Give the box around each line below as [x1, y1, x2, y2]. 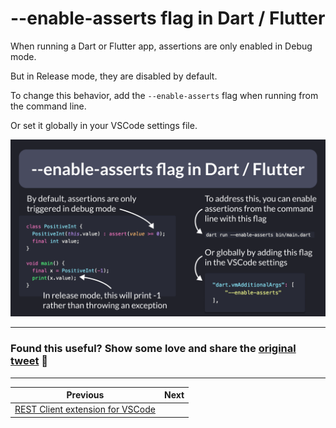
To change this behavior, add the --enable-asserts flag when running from [10, 89, 319, 101]
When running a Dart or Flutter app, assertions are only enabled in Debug [10, 40, 313, 52]
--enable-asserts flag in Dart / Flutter [10, 7, 326, 30]
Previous [66, 389, 105, 401]
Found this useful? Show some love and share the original [10, 342, 297, 356]
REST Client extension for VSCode [14, 403, 156, 416]
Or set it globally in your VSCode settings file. [10, 119, 198, 131]
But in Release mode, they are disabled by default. [10, 70, 218, 82]
